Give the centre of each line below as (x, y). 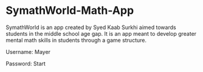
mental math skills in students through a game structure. (76, 40)
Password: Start (26, 64)
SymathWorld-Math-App (70, 11)
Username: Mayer (28, 51)
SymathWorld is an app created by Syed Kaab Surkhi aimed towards (91, 27)
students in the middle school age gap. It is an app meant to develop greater (101, 33)
